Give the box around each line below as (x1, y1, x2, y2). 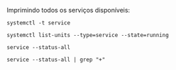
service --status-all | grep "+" (6, 56, 106, 63)
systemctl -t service (6, 20, 71, 27)
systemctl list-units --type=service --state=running (6, 31, 170, 38)
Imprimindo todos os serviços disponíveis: (6, 6, 131, 14)
